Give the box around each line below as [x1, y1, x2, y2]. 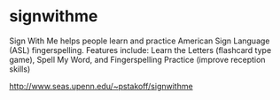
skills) [9, 64, 31, 74]
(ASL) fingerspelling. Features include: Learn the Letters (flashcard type [9, 44, 272, 55]
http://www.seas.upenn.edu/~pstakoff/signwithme [9, 81, 193, 91]
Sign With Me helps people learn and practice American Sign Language [9, 35, 270, 46]
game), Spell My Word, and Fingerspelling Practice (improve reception [9, 54, 266, 65]
